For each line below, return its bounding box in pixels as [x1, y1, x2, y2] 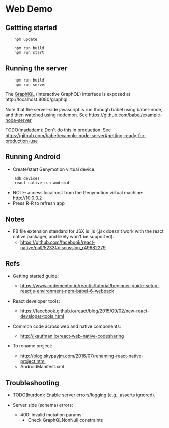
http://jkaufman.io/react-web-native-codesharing [20, 333, 124, 339]
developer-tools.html [20, 313, 65, 319]
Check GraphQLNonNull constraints [27, 417, 103, 423]
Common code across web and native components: [12, 323, 121, 329]
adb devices [14, 176, 40, 181]
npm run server [14, 82, 47, 87]
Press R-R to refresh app [12, 200, 65, 206]
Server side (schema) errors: [12, 402, 73, 408]
